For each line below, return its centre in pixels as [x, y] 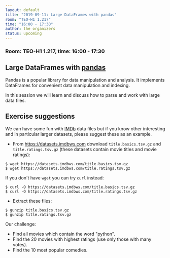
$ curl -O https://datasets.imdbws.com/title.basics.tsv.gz [70, 187]
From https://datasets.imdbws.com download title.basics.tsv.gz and [87, 144]
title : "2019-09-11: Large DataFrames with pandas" [61, 15]
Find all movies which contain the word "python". [64, 234]
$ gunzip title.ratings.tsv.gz [38, 214]
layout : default [22, 10]
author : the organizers [30, 29]
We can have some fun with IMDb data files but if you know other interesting [85, 128]
